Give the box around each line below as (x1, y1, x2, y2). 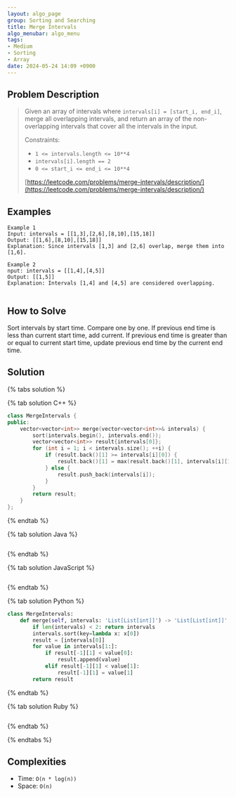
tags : (7, 37, 23, 44)
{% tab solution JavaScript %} (7, 564, 95, 571)
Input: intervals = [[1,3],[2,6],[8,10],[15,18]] (7, 231, 156, 238)
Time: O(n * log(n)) (17, 775, 77, 783)
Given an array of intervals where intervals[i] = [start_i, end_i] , (24, 107, 223, 116)
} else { (44, 465, 71, 472)
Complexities (7, 756, 67, 768)
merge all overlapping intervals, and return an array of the (24, 115, 192, 123)
